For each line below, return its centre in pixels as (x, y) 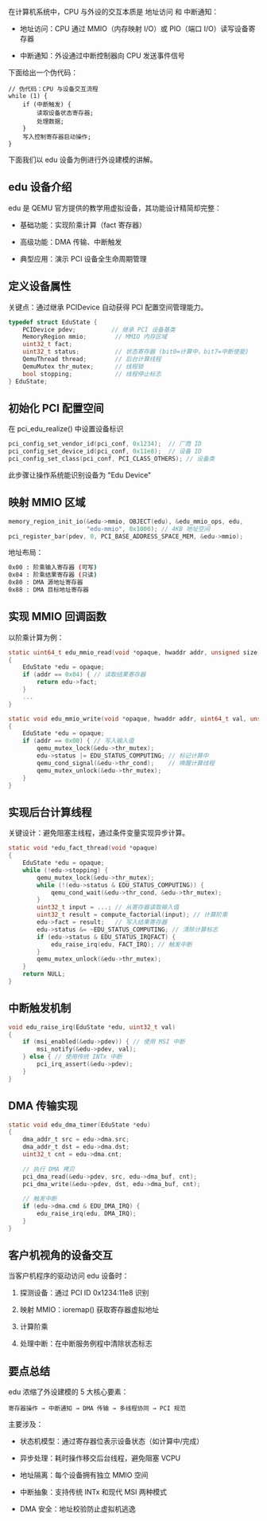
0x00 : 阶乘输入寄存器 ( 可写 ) (53, 568)
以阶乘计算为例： (36, 637)
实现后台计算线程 (50, 812)
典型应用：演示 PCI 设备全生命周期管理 (83, 258)
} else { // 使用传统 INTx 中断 (72, 1057)
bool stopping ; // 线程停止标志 (92, 374)
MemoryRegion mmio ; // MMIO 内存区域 (95, 337)
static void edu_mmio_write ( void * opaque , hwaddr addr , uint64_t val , (128, 719)
